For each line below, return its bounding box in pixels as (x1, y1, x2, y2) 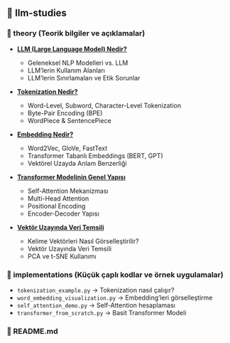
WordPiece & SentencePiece (27, 116, 111, 125)
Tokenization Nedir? (16, 87, 79, 96)
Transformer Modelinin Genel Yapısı (16, 172, 126, 181)
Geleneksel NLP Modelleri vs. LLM (27, 58, 128, 67)
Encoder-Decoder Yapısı (27, 209, 100, 218)
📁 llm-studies (6, 7, 67, 19)
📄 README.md (6, 326, 58, 336)
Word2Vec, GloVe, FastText (27, 144, 108, 152)
